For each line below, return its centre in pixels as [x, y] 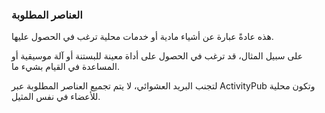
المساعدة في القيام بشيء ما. [65, 67]
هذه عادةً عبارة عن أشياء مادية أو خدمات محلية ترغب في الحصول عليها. [142, 37]
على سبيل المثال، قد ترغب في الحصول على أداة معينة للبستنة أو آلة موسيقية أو [157, 56]
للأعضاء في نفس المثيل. [56, 97]
